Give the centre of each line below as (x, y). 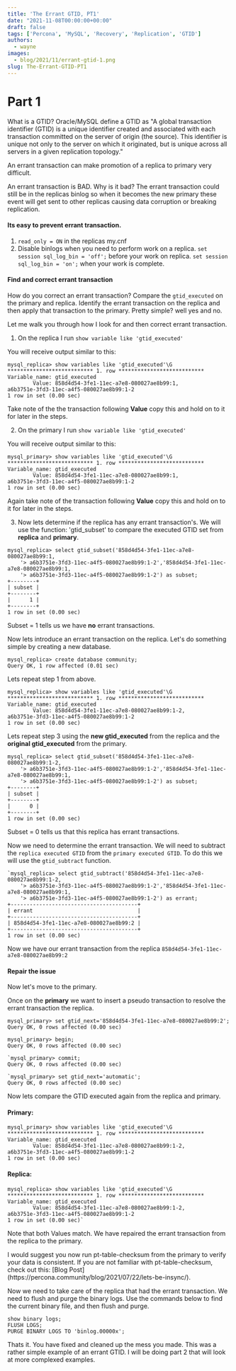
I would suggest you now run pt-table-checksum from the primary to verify (117, 1254)
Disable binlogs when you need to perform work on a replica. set (112, 248)
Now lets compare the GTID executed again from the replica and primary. (114, 1096)
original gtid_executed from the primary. (67, 743)
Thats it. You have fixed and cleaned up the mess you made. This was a (112, 1344)
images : (19, 54)
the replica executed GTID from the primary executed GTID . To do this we (115, 853)
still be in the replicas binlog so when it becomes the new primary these (112, 194)
